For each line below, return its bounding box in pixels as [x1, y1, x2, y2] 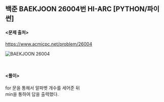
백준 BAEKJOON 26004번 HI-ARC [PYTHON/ [5, 5, 148, 14]
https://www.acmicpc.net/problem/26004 [5, 41, 93, 47]
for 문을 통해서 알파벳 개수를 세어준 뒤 [5, 85, 80, 91]
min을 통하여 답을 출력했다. [5, 91, 59, 97]
